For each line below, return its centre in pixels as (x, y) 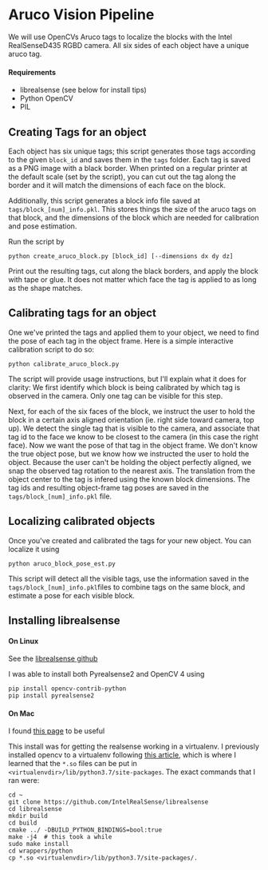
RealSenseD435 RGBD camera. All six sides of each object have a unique (129, 45)
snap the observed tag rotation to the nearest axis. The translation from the (132, 471)
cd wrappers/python (41, 851)
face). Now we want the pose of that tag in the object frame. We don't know (133, 445)
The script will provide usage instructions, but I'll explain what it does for (128, 379)
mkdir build (28, 816)
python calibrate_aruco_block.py (64, 364)
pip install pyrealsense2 (51, 696)
